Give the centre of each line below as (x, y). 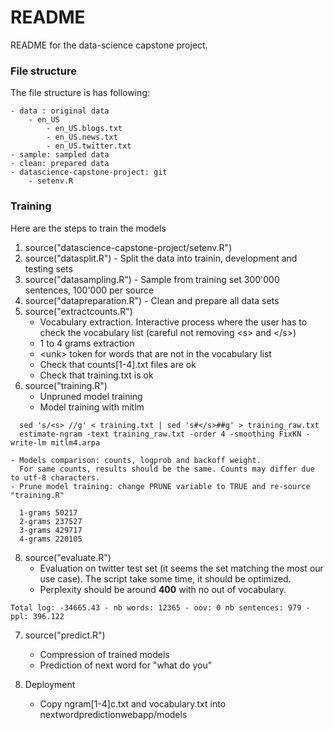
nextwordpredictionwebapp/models (113, 714)
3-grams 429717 (51, 530)
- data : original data (60, 111)
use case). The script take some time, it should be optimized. (165, 578)
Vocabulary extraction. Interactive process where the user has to (173, 322)
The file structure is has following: (80, 93)
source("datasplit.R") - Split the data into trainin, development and (161, 258)
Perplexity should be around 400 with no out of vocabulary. (163, 589)
